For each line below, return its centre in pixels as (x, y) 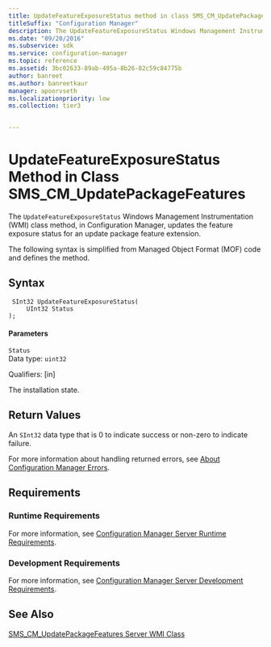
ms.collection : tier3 (45, 106)
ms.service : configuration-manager (68, 53)
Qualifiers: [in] (32, 374)
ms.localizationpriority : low (59, 98)
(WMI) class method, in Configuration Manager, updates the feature (121, 225)
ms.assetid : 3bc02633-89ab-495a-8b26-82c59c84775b (95, 69)
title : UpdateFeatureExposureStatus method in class (99, 16)
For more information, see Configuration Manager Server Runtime (117, 533)
